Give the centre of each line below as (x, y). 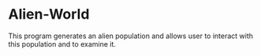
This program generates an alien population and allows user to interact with (131, 36)
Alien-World (49, 14)
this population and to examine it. (62, 44)
